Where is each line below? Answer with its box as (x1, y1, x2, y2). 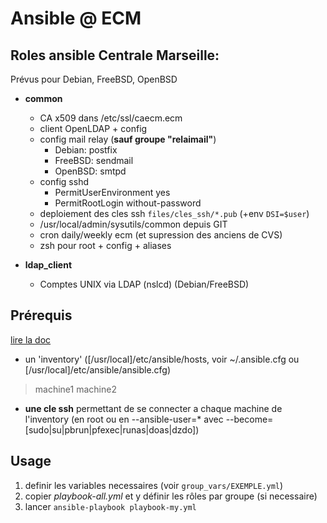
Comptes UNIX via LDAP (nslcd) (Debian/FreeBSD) (39, 278, 250, 290)
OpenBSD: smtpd (54, 165, 127, 177)
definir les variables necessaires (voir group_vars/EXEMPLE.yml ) (24, 479, 284, 491)
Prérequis (10, 307, 73, 324)
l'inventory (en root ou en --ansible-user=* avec (24, 413, 224, 425)
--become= (225, 413, 274, 425)
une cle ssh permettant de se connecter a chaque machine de (24, 402, 283, 414)
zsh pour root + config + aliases (39, 240, 172, 251)
